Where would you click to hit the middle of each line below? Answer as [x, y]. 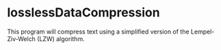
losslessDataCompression [83, 13]
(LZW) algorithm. [61, 38]
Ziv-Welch [22, 38]
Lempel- [203, 32]
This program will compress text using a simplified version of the [98, 32]
